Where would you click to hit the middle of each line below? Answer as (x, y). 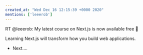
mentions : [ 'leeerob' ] (29, 14)
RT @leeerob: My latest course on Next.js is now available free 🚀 (72, 28)
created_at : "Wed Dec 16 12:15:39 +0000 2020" (54, 10)
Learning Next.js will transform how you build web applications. (70, 38)
